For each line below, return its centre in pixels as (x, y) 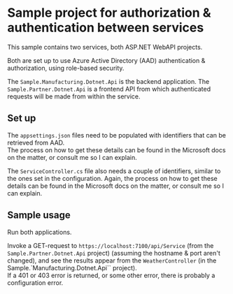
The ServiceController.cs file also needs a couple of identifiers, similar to (114, 171)
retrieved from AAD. (36, 142)
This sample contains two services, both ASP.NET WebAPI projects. (105, 47)
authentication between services (106, 28)
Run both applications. (40, 232)
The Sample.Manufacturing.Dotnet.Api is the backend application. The (108, 81)
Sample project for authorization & (109, 13)
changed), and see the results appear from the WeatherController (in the (112, 260)
